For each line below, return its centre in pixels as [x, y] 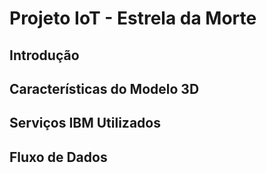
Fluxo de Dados [58, 157]
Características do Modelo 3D [104, 88]
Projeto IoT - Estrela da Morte [133, 18]
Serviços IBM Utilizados [85, 123]
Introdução [44, 55]
